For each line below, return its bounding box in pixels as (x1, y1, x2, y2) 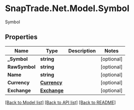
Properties (5, 33, 38, 41)
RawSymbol (7, 63, 36, 70)
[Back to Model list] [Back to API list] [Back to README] (5, 99, 116, 105)
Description (68, 47, 96, 54)
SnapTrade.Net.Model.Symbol (5, 3, 130, 14)
